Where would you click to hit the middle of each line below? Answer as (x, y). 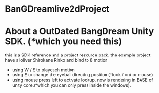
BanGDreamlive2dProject (57, 9)
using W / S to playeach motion (43, 70)
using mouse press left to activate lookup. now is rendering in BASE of (82, 80)
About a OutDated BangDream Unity (79, 31)
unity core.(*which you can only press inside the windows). (71, 85)
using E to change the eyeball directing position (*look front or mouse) (82, 75)
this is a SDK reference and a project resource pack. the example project (78, 55)
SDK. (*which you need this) (63, 42)
